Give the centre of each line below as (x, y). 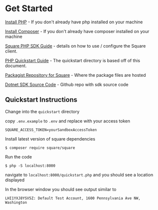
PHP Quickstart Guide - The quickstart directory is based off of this (73, 60)
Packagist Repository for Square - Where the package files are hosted (76, 75)
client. (11, 51)
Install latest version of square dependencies (50, 139)
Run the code (19, 157)
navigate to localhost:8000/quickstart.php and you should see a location (79, 175)
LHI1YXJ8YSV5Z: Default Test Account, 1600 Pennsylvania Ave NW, (73, 198)
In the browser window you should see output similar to (61, 189)
